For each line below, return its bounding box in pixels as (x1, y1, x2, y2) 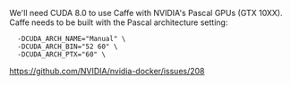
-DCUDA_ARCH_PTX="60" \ (17, 50, 106, 59)
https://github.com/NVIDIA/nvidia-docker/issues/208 (9, 66, 205, 76)
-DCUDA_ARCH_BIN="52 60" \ (17, 42, 118, 51)
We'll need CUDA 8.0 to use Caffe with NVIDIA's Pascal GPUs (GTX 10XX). (9, 8, 284, 18)
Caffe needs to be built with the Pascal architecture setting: (9, 17, 228, 28)
